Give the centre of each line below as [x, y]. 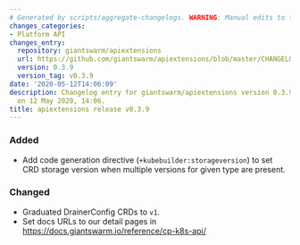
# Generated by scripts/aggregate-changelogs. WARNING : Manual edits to [147, 17]
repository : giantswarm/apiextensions [90, 51]
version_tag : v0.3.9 [55, 76]
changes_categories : [48, 26]
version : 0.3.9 [46, 68]
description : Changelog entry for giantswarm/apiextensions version [139, 92]
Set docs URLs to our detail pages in [89, 221]
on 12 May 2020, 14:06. [61, 101]
